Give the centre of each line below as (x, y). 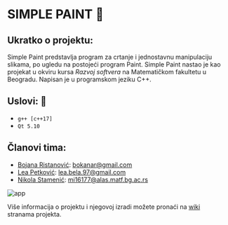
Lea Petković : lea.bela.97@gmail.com (72, 172)
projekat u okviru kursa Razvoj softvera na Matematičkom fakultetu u (107, 72)
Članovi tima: (37, 148)
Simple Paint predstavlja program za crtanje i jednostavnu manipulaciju (110, 57)
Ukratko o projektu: (50, 40)
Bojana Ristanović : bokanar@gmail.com (75, 165)
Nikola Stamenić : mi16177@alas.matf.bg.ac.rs (83, 179)
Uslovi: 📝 (27, 101)
